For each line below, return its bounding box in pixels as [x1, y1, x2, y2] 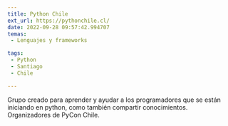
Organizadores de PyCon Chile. [7, 110, 100, 119]
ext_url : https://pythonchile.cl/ [7, 17, 110, 24]
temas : [7, 30, 27, 38]
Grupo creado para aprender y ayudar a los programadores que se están [7, 95, 221, 104]
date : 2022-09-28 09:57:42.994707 [7, 23, 110, 31]
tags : [7, 50, 24, 57]
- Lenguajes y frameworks [10, 37, 88, 44]
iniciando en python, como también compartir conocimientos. [7, 103, 188, 111]
